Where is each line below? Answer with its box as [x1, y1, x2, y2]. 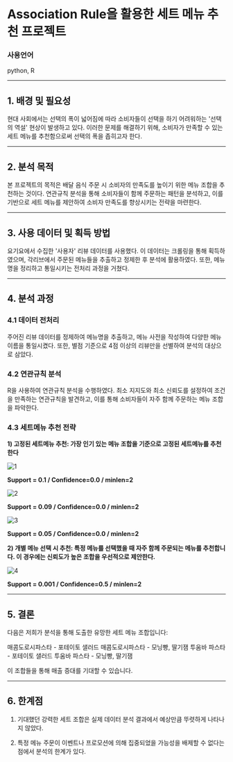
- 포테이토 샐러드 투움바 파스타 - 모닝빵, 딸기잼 [7, 651, 133, 660]
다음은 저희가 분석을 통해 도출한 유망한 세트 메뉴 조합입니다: [7, 629, 169, 637]
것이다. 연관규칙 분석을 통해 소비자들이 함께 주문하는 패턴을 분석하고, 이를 [25, 189, 224, 198]
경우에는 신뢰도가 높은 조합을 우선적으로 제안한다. [23, 553, 156, 561]
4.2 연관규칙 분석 [7, 369, 62, 379]
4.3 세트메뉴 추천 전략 [7, 422, 76, 432]
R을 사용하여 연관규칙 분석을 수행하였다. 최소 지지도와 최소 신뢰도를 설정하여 [7, 386, 213, 394]
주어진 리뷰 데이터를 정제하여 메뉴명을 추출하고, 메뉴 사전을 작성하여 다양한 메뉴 [7, 332, 222, 341]
